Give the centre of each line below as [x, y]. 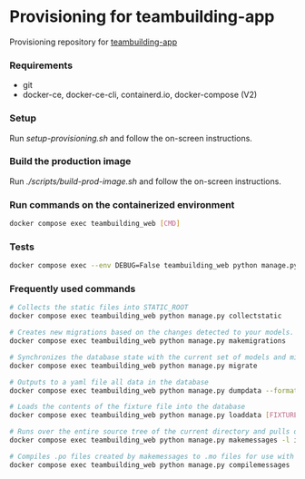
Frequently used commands [73, 289]
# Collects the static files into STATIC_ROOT [99, 308]
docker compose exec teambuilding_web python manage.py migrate [133, 366]
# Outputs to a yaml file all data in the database [109, 382]
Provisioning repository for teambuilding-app [93, 42]
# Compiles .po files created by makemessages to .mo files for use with [152, 456]
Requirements [41, 65]
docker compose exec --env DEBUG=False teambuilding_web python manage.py [154, 266]
